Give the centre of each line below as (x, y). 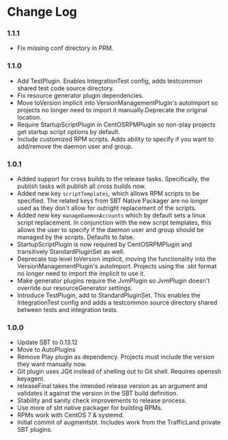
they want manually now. (52, 364)
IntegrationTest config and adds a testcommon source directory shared (117, 302)
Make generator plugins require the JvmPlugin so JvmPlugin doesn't (113, 281)
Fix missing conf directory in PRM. (65, 48)
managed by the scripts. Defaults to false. (76, 237)
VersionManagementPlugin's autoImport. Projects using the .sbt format (117, 266)
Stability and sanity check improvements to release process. (102, 400)
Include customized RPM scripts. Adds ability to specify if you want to (115, 139)
